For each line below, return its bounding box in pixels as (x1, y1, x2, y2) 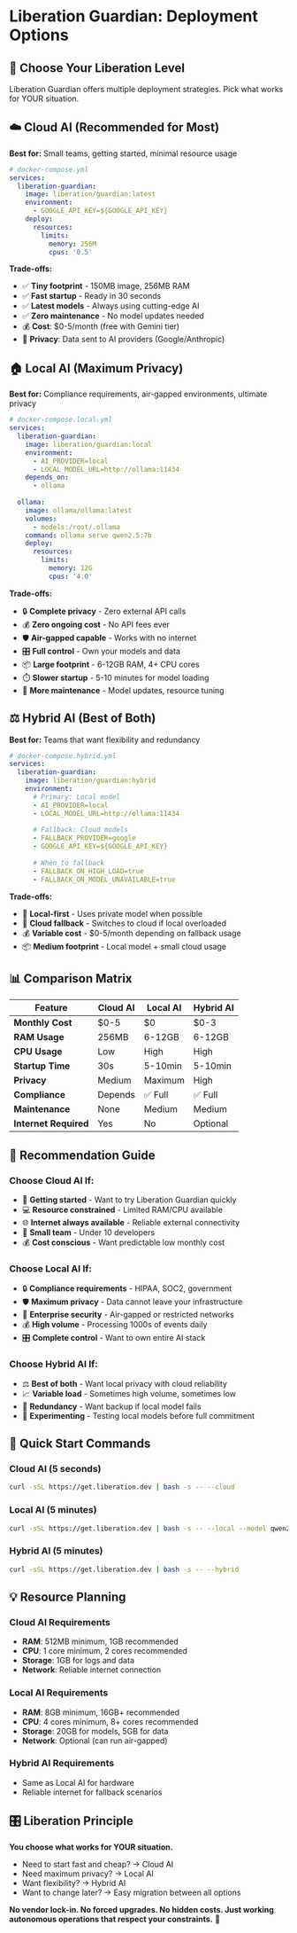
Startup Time (13, 1060, 71, 1072)
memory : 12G (48, 564, 93, 573)
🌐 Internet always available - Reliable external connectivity (21, 1217, 240, 1228)
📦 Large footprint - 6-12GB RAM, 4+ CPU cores (21, 659, 201, 669)
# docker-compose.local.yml (9, 415, 113, 425)
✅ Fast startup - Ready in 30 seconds (21, 291, 162, 301)
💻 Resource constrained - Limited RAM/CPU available (21, 1204, 224, 1216)
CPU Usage (13, 1045, 63, 1058)
